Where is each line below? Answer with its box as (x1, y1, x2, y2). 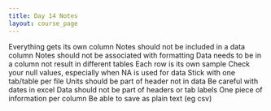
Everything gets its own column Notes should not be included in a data (8, 41, 246, 51)
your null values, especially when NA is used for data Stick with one (8, 67, 236, 77)
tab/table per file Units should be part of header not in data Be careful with (8, 76, 259, 86)
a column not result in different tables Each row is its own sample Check (8, 58, 251, 69)
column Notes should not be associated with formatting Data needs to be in (8, 50, 262, 60)
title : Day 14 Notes (8, 11, 79, 20)
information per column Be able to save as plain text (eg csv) (8, 93, 212, 103)
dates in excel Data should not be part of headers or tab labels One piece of (8, 84, 263, 94)
